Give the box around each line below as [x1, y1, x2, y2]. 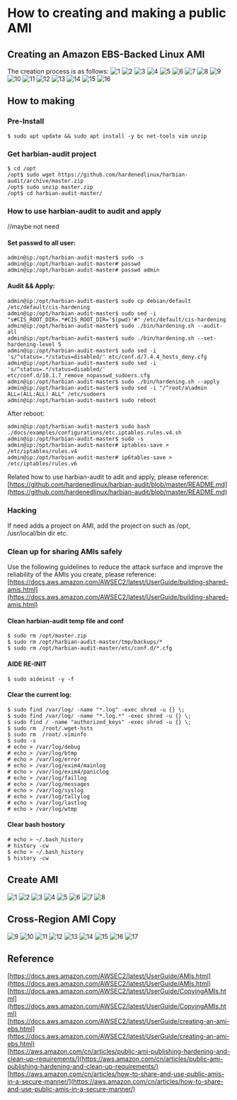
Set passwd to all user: [7, 238, 76, 247]
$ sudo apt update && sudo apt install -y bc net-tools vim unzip [7, 133, 207, 140]
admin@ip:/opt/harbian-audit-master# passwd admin [7, 267, 160, 274]
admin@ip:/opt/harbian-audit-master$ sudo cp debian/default [7, 297, 192, 304]
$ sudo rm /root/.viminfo [7, 730, 87, 738]
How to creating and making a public [7, 5, 226, 21]
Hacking [7, 505, 37, 515]
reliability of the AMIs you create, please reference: [7, 570, 157, 579]
